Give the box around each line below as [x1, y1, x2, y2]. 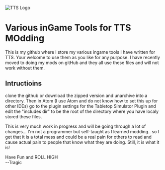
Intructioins [5, 80, 42, 88]
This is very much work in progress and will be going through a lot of [5, 123, 146, 129]
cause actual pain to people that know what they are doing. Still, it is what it [5, 139, 160, 145]
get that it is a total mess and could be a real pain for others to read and [5, 134, 152, 140]
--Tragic [5, 159, 22, 165]
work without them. [5, 65, 45, 71]
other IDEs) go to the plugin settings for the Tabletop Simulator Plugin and [5, 103, 157, 109]
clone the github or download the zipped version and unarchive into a [5, 92, 148, 98]
